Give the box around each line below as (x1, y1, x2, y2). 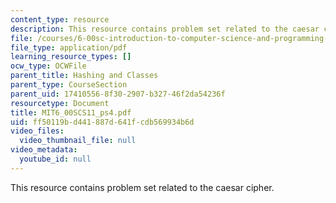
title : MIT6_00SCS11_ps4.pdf (10, 107, 132, 118)
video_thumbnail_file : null (19, 136, 137, 146)
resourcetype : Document (10, 98, 110, 108)
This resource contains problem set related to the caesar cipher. (10, 181, 275, 193)
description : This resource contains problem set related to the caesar (10, 24, 320, 34)
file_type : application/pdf (10, 42, 128, 53)
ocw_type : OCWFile (10, 61, 87, 71)
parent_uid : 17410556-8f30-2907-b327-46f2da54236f (10, 89, 226, 99)
